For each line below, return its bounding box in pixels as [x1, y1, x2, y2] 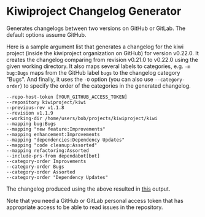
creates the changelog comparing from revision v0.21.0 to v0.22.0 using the [6, 56, 198, 63]
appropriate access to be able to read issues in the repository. [6, 204, 163, 211]
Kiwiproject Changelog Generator [6, 4, 182, 18]
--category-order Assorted [6, 169, 75, 175]
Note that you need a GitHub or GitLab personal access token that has [6, 197, 184, 204]
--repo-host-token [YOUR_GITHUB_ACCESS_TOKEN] [6, 94, 128, 100]
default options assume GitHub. [6, 31, 87, 38]
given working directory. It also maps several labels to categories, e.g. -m [6, 63, 191, 70]
